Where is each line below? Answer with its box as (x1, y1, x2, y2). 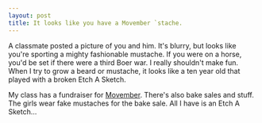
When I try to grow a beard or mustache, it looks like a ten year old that (8, 66, 241, 75)
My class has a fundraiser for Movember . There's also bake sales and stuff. (8, 90, 254, 99)
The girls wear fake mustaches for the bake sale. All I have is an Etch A (8, 98, 241, 108)
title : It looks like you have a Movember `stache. (8, 19, 183, 27)
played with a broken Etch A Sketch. (8, 75, 127, 84)
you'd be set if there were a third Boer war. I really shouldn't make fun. (8, 57, 239, 67)
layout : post (8, 11, 52, 20)
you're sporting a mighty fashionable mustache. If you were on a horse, (8, 49, 242, 59)
